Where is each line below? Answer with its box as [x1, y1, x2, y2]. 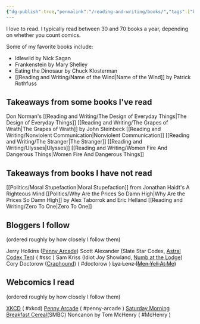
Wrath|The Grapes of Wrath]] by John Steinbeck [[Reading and [6, 126, 161, 133]
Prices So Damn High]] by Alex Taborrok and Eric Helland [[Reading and [6, 197, 183, 204]
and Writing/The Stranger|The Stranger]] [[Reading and [6, 138, 143, 145]
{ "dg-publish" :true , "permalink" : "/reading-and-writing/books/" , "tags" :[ [6, 8, 190, 15]
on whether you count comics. [6, 31, 81, 39]
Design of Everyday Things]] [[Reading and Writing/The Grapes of [6, 119, 168, 126]
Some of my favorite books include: [6, 43, 93, 50]
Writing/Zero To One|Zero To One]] [6, 203, 92, 210]
